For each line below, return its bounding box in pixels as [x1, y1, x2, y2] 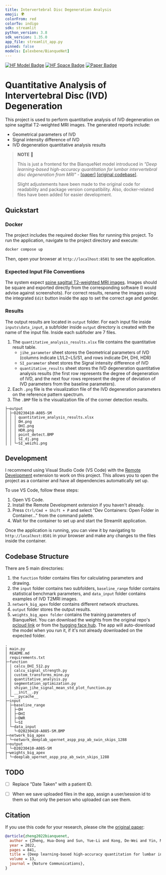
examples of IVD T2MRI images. [12, 596, 78, 602]
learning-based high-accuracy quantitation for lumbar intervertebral [17, 167, 157, 172]
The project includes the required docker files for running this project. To [5, 232, 153, 238]
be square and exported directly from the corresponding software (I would [5, 285, 157, 291]
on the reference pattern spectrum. [12, 391, 84, 397]
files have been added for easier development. [17, 192, 113, 198]
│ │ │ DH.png [5, 419, 32, 424]
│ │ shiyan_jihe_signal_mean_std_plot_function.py [5, 685, 112, 691]
